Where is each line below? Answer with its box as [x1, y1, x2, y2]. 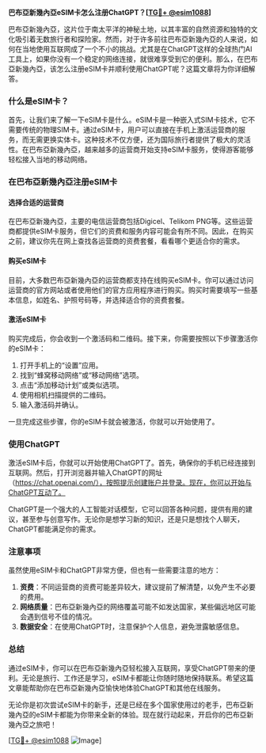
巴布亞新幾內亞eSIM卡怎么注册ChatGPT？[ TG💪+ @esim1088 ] [8, 8, 211, 17]
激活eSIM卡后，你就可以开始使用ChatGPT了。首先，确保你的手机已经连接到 [8, 458, 256, 468]
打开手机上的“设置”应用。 [19, 360, 103, 370]
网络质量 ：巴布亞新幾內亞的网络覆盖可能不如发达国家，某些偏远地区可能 [19, 602, 256, 612]
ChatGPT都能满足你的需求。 [8, 524, 101, 534]
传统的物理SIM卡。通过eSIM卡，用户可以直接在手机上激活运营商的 [21, 125, 239, 135]
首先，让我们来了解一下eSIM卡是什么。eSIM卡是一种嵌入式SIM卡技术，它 [8, 115, 249, 125]
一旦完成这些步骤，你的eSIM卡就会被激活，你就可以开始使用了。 [8, 416, 219, 426]
